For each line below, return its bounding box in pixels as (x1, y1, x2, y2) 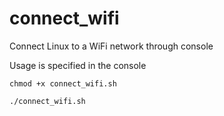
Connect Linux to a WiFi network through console (9, 40, 214, 52)
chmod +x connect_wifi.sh (9, 78, 117, 89)
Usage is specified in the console (9, 59, 147, 71)
